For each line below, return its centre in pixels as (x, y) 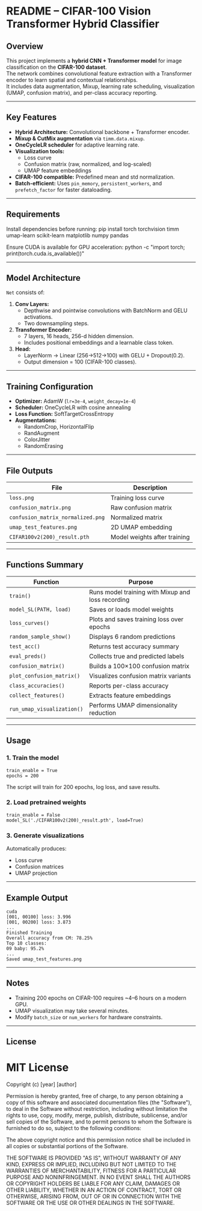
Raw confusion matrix (141, 508)
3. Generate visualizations (45, 836)
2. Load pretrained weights (46, 802)
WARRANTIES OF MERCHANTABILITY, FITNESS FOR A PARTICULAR (91, 1171)
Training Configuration (50, 387)
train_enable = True (32, 770)
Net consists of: (26, 292)
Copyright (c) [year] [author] (41, 1084)
